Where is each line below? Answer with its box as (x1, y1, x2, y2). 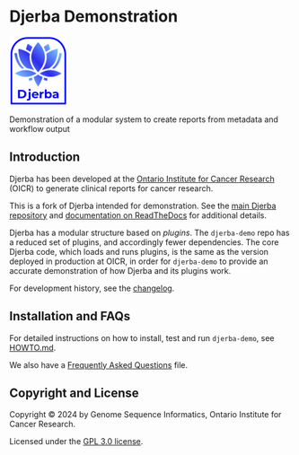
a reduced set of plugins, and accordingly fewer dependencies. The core (9, 236, 279, 248)
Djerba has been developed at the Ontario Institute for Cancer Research (9, 173, 276, 184)
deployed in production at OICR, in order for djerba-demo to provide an (9, 256, 268, 267)
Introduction (9, 150, 81, 165)
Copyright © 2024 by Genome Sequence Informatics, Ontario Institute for (9, 409, 282, 420)
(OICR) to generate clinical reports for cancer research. (9, 182, 214, 194)
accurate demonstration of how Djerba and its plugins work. (9, 265, 232, 276)
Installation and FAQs (9, 309, 131, 324)
